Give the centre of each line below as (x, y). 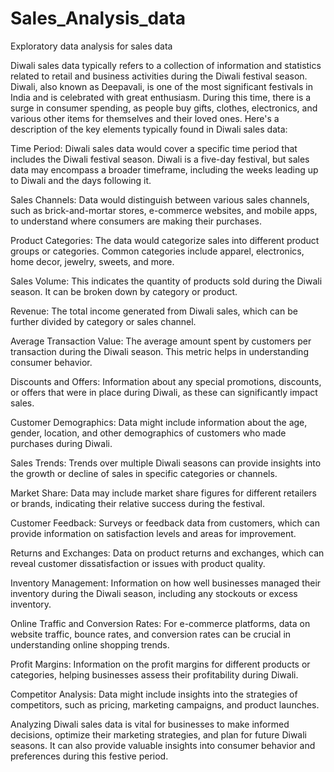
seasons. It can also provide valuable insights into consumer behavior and (163, 745)
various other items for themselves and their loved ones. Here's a (145, 118)
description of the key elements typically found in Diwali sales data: (149, 129)
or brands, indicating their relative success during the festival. (137, 503)
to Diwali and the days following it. (81, 180)
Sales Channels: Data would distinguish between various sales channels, (160, 199)
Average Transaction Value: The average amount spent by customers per (161, 341)
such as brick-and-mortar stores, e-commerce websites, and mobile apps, (164, 210)
